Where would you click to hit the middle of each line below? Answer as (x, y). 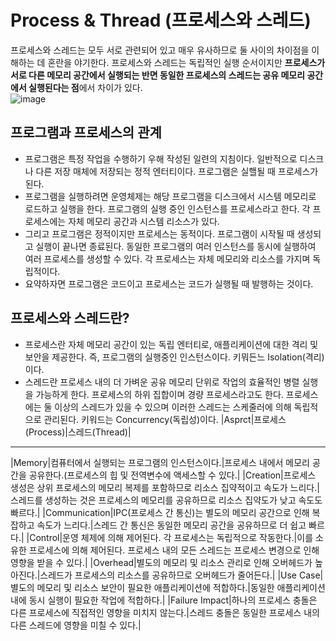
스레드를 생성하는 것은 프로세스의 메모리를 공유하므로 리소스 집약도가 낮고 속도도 (166, 500)
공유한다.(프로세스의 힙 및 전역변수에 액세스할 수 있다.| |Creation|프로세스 (172, 475)
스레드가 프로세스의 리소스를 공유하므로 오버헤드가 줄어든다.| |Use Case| (181, 575)
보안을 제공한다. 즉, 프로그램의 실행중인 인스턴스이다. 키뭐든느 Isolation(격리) (174, 357)
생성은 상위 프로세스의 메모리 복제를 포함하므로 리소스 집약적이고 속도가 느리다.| (165, 487)
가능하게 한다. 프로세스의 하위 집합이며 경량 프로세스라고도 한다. (159, 394)
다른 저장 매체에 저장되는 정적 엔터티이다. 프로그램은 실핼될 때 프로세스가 (177, 171)
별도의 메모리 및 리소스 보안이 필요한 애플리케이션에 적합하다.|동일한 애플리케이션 (168, 587)
